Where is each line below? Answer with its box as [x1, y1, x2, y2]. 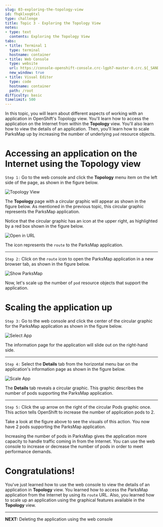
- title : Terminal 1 [5, 43, 47, 48]
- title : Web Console [5, 57, 49, 62]
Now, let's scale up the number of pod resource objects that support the [5, 280, 148, 286]
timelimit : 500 [5, 97, 36, 102]
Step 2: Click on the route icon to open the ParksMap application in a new [5, 256, 154, 262]
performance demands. [5, 449, 52, 454]
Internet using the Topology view [5, 159, 141, 170]
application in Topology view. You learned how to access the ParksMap [5, 487, 148, 493]
